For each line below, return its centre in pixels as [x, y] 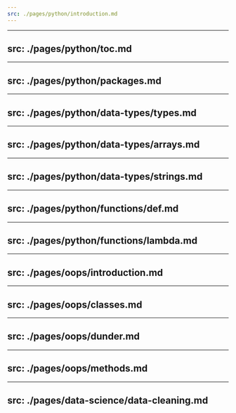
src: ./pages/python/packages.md [84, 80]
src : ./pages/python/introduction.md [63, 14]
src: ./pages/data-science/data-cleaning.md [108, 400]
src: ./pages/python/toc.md [70, 49]
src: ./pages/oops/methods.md [78, 368]
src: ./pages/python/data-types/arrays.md [104, 145]
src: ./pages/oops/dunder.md [74, 337]
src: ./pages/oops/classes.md [75, 304]
